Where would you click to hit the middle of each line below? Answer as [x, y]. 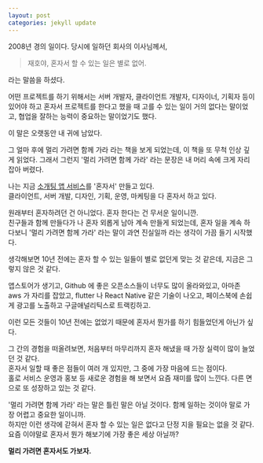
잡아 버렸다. [26, 169]
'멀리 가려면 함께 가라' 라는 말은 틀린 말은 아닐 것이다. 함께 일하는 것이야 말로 [125, 404]
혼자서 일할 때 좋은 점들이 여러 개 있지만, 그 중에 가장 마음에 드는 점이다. [118, 368]
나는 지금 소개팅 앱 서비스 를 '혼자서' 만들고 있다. [81, 186]
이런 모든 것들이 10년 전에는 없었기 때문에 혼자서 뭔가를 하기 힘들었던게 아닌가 [127, 322]
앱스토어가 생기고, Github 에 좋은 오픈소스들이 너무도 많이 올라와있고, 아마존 [124, 285]
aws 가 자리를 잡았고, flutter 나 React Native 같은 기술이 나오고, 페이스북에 [123, 295]
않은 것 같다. [42, 269]
